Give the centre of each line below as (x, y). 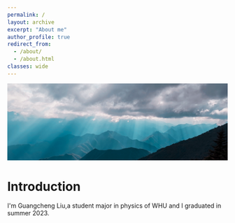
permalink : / (26, 15)
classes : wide (28, 66)
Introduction (44, 186)
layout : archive (31, 22)
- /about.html (34, 59)
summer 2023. (28, 213)
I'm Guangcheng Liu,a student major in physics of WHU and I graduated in (114, 206)
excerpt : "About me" (37, 29)
